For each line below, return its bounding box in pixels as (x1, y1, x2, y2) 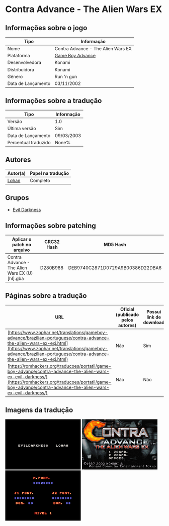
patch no (12, 241, 32, 247)
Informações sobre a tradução (5, 96, 102, 105)
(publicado (115, 311, 139, 318)
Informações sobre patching (5, 221, 97, 230)
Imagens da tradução (5, 405, 73, 414)
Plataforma (7, 53, 30, 58)
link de (146, 314, 161, 320)
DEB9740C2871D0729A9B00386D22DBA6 (68, 265, 162, 271)
